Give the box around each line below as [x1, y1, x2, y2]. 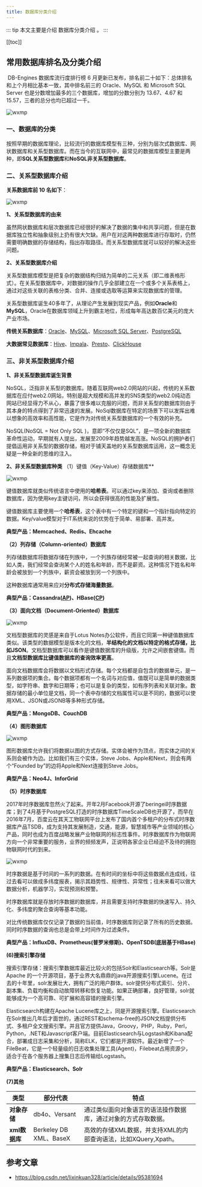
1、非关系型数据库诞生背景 [6, 372, 72, 379]
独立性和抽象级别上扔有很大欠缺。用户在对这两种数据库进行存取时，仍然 [16, 231, 196, 239]
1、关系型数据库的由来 [6, 211, 62, 218]
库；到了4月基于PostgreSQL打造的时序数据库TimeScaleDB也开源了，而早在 [6, 808, 194, 815]
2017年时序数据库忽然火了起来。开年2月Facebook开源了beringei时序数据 [6, 801, 188, 808]
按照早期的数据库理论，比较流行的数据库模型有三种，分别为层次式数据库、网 [6, 140, 196, 147]
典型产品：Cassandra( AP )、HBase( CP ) [6, 594, 105, 601]
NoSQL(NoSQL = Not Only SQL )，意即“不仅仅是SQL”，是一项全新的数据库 [6, 427, 191, 434]
